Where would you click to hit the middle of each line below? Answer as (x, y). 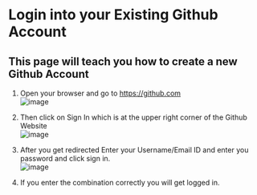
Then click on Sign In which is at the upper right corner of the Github (133, 117)
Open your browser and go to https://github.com (100, 93)
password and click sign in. (65, 158)
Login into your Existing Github (113, 15)
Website (34, 126)
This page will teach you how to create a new (123, 61)
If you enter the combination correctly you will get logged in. (120, 183)
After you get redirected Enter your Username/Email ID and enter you (134, 150)
